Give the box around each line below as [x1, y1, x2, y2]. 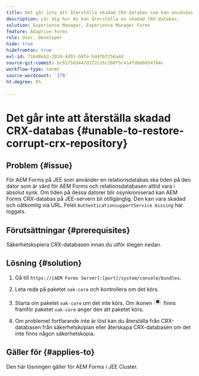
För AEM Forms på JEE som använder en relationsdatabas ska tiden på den [6, 176, 191, 184]
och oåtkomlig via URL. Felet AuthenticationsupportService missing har [6, 201, 184, 209]
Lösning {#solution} [6, 258, 82, 268]
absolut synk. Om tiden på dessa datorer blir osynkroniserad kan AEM [6, 189, 178, 196]
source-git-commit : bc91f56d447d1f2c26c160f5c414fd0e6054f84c [6, 60, 164, 66]
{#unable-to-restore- [76, 124, 185, 138]
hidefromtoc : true [6, 48, 52, 54]
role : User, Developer [6, 35, 63, 41]
